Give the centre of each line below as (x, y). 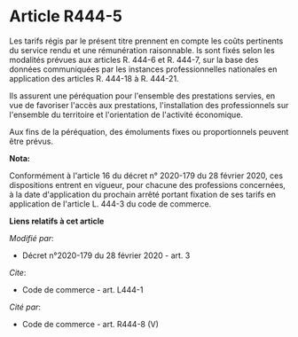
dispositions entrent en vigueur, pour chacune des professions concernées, (148, 184)
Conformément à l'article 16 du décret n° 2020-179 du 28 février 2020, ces (146, 176)
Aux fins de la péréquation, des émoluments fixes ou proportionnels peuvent (149, 131)
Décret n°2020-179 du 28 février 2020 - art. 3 (106, 255)
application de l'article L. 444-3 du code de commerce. (110, 204)
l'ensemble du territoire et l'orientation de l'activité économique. (126, 114)
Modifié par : (32, 238)
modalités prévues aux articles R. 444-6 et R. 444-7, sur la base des (134, 59)
